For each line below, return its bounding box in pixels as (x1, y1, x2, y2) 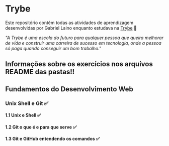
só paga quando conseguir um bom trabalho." (5, 45, 102, 51)
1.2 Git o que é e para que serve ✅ (5, 124, 77, 130)
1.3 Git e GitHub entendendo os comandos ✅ (5, 136, 100, 142)
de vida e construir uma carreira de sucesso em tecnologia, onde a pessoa (5, 40, 162, 46)
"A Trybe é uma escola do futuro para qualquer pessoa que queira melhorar (5, 35, 163, 41)
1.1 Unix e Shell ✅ (5, 112, 41, 118)
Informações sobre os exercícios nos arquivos (5, 60, 153, 68)
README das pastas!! (5, 68, 75, 76)
